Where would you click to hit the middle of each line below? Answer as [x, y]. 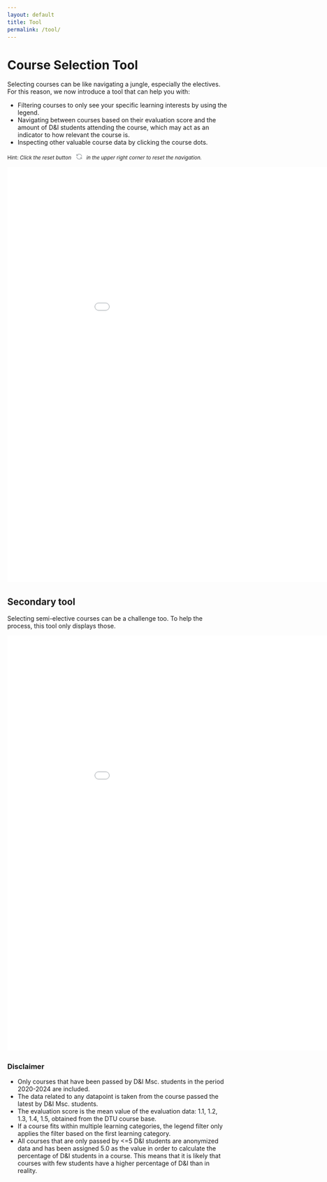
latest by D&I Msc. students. [58, 1104]
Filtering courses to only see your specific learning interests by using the [122, 106]
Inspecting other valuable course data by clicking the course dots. [112, 143]
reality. [27, 1171]
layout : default [31, 15]
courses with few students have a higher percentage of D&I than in [114, 1163]
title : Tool [24, 22]
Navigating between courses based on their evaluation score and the [117, 120]
